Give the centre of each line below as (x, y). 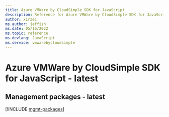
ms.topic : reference (27, 33)
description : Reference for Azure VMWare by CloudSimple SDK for (75, 15)
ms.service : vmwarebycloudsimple (40, 43)
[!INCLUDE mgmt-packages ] (35, 109)
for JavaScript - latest (52, 78)
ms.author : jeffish (26, 24)
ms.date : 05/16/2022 (27, 29)
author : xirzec (21, 19)
